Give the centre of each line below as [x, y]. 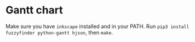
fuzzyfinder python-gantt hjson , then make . [59, 32]
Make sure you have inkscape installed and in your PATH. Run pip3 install [97, 26]
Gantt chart [34, 10]
